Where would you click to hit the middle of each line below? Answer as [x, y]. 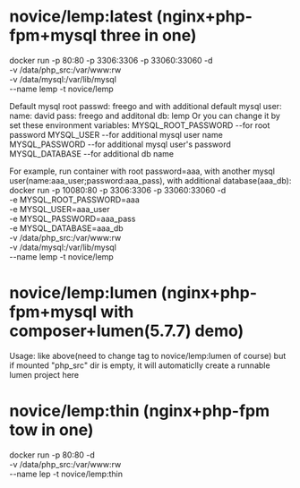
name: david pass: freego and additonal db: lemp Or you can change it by [145, 116]
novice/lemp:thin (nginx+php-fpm [140, 411]
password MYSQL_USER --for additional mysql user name [116, 134]
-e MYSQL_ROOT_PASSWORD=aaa [75, 200]
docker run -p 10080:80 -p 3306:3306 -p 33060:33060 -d [118, 190]
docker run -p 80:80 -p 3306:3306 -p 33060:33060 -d [111, 60]
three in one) [148, 35]
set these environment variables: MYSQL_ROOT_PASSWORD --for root [140, 125]
